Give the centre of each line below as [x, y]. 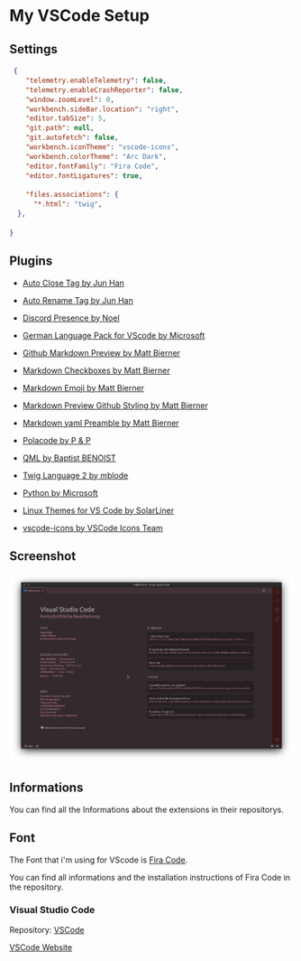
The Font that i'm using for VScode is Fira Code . [99, 860]
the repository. [36, 887]
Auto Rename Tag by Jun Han [78, 300]
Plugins [31, 261]
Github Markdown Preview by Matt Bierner [101, 352]
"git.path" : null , [60, 128]
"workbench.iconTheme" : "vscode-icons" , [102, 147]
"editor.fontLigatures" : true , [84, 176]
